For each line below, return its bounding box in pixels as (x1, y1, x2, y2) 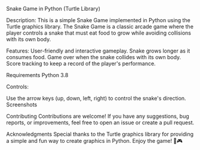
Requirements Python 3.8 (6, 72, 69, 78)
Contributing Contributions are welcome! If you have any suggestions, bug (6, 113, 189, 120)
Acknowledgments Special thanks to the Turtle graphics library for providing (6, 131, 194, 137)
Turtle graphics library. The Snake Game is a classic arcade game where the (6, 23, 194, 30)
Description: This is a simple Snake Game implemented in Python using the (6, 17, 191, 23)
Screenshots (6, 101, 38, 108)
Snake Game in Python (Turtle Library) (6, 5, 100, 12)
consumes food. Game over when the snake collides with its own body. (6, 54, 181, 60)
